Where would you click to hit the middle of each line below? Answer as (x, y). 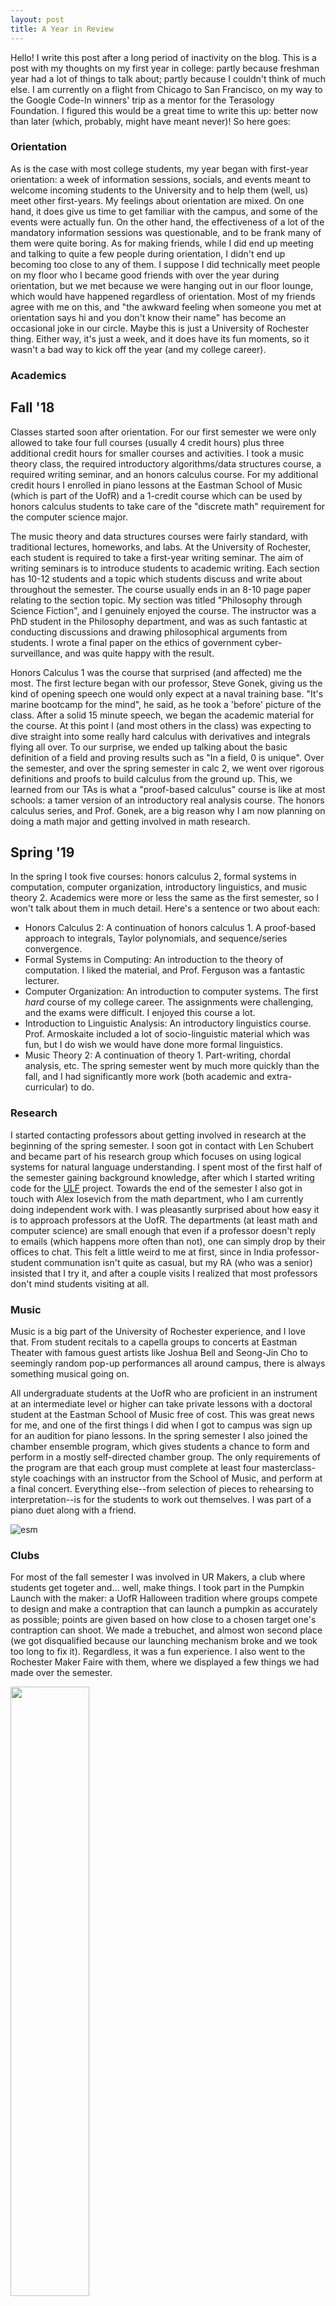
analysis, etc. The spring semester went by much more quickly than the (172, 1066)
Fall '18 (32, 407)
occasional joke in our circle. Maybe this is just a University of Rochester (160, 328)
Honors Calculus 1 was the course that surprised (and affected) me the (156, 672)
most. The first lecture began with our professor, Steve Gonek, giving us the (166, 683)
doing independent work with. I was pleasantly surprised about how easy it (165, 1209)
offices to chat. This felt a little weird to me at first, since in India (142, 1252)
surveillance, (36, 653)
